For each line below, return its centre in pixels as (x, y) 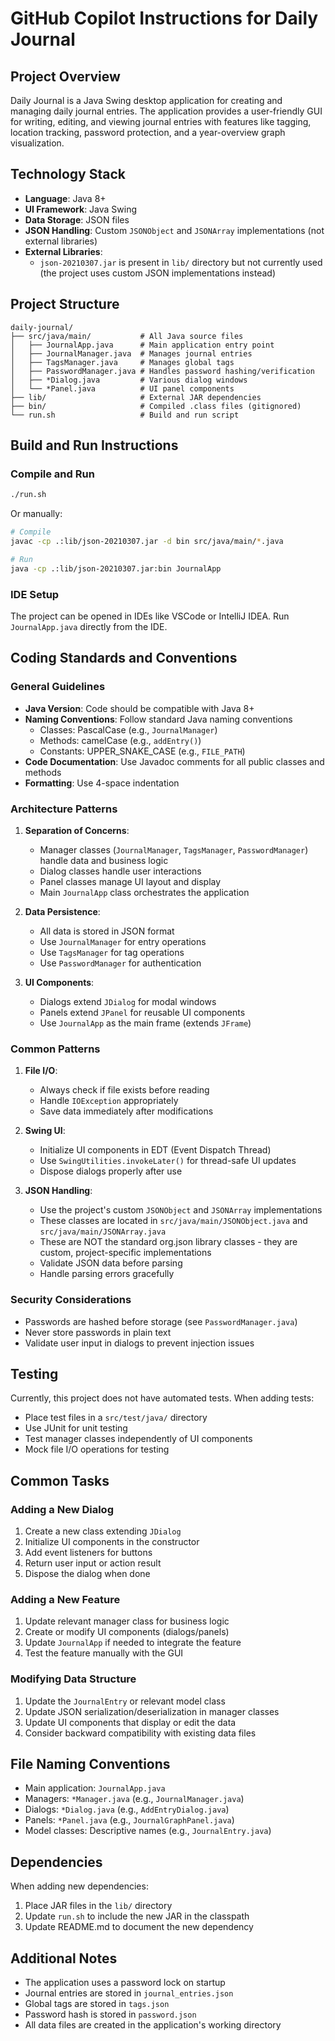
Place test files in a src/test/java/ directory (116, 1418)
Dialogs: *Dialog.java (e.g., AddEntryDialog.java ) (127, 1809)
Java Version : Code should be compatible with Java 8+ (139, 708)
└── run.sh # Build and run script (125, 415)
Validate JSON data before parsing (111, 1263)
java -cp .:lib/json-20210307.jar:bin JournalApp (116, 568)
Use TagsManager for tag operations (112, 952)
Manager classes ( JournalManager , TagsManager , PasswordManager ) (174, 849)
